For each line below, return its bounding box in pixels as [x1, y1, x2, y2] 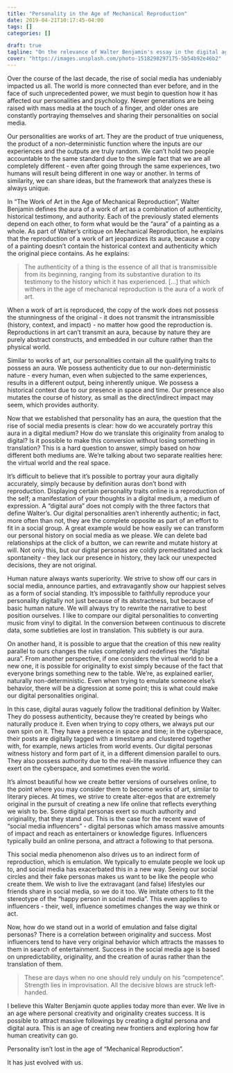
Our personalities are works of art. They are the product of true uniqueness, [7, 132, 224, 140]
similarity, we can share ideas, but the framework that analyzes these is [7, 176, 212, 185]
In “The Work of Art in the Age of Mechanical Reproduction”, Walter [7, 197, 200, 205]
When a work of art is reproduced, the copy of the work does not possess [7, 306, 218, 314]
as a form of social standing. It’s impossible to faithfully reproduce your [7, 589, 210, 597]
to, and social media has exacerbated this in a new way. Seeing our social [7, 865, 218, 873]
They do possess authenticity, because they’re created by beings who [7, 712, 208, 721]
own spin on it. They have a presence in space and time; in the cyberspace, [7, 727, 223, 735]
